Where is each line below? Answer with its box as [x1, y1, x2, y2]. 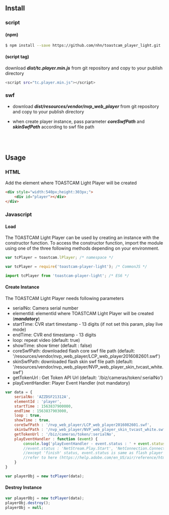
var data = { [5, 390, 33, 395]
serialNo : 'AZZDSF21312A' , [14, 394, 71, 399]
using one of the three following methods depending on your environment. [5, 245, 159, 251]
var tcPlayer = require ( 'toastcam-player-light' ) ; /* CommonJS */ [5, 264, 147, 269]
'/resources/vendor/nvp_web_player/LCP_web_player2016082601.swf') [12, 353, 160, 359]
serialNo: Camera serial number [12, 305, 79, 311]
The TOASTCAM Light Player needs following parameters [5, 296, 124, 302]
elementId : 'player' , [14, 399, 62, 404]
